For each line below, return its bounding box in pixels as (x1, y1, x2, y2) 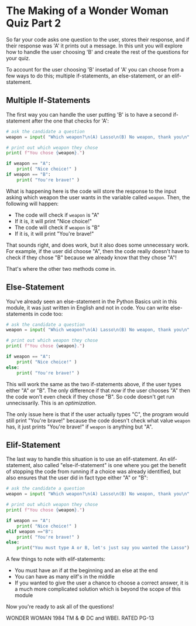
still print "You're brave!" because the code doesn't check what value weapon (6, 417, 191, 424)
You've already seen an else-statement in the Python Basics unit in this (6, 298, 177, 305)
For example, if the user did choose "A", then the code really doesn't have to (6, 247, 190, 254)
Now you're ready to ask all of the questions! (6, 603, 114, 610)
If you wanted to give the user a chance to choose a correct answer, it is (14, 579, 189, 587)
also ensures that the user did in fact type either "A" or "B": (6, 474, 148, 481)
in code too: (34, 310, 63, 317)
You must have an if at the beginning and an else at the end (14, 567, 158, 574)
